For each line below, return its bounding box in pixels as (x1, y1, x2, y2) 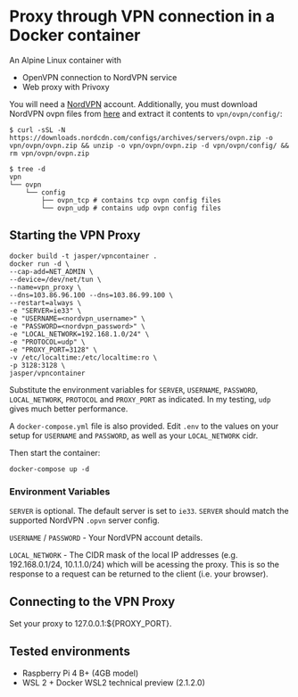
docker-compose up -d (9, 464, 90, 474)
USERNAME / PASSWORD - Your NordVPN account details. (9, 533, 203, 543)
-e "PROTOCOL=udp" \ (9, 337, 87, 346)
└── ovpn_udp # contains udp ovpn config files (41, 203, 221, 212)
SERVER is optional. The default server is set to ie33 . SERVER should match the (9, 506, 289, 517)
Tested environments (9, 644, 131, 660)
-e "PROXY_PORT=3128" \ (9, 345, 98, 354)
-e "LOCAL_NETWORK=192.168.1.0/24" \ (9, 329, 150, 338)
